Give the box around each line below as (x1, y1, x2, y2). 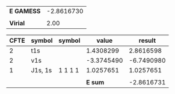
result (138, 36, 156, 45)
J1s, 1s (31, 66, 52, 74)
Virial (9, 19, 25, 27)
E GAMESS (9, 7, 41, 15)
